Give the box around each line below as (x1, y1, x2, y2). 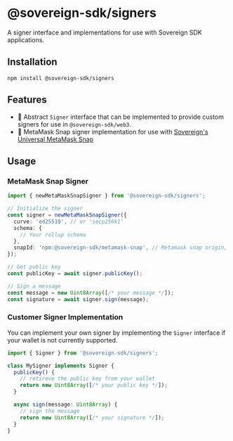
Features (7, 94, 47, 106)
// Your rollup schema (20, 231, 86, 238)
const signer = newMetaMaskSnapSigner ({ (7, 212, 128, 219)
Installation (7, 56, 58, 68)
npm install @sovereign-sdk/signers (7, 75, 114, 82)
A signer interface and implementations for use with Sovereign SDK (7, 28, 202, 37)
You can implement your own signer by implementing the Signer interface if (7, 328, 226, 337)
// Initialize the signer (7, 205, 83, 212)
